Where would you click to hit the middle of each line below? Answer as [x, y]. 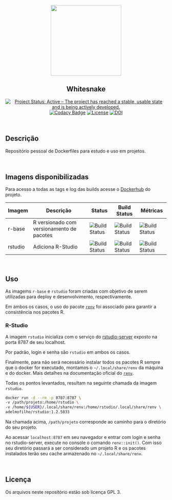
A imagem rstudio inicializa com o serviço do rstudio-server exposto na [81, 337]
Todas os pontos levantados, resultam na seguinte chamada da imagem [81, 383]
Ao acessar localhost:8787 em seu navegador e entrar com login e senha [83, 437]
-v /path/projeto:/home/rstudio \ [42, 402]
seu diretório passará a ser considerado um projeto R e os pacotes [76, 448]
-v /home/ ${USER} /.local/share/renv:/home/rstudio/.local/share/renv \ [83, 407]
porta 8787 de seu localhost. [36, 342]
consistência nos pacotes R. [35, 312]
